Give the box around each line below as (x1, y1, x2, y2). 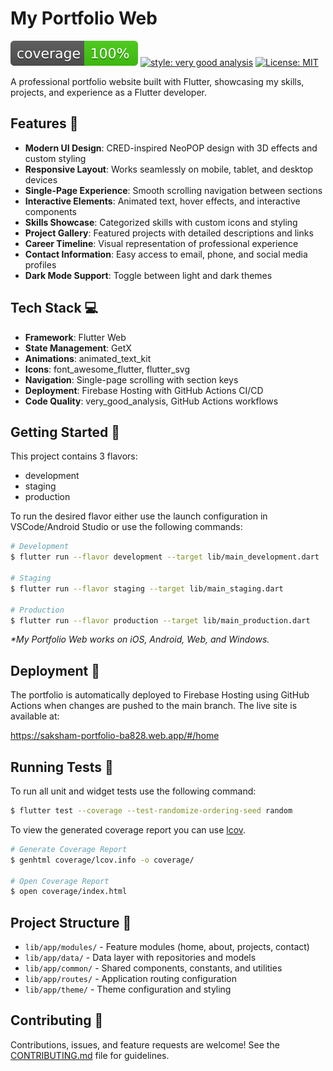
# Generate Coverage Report (10, 844, 128, 854)
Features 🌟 (10, 115, 79, 132)
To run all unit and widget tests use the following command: (10, 785, 257, 797)
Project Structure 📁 (10, 914, 132, 931)
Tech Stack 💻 (10, 300, 99, 317)
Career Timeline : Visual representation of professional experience (24, 237, 299, 249)
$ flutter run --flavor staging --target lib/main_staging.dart (10, 583, 284, 594)
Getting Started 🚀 (10, 423, 121, 441)
